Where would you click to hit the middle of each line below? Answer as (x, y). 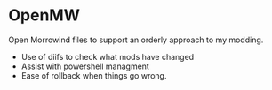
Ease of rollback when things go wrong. (94, 75)
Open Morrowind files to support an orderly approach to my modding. (136, 40)
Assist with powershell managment (85, 66)
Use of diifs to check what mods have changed (108, 56)
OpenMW (44, 15)
